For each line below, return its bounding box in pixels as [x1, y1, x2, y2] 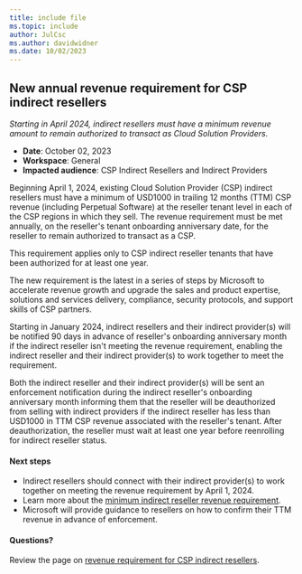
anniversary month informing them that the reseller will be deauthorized [9, 396, 276, 407]
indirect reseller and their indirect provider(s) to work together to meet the [9, 350, 284, 361]
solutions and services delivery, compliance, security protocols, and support [9, 294, 294, 305]
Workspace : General [22, 155, 101, 165]
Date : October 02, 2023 [22, 146, 112, 156]
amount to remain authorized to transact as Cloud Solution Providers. [9, 127, 269, 138]
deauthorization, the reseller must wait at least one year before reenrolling [9, 425, 285, 436]
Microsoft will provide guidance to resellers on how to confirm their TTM [22, 504, 292, 515]
